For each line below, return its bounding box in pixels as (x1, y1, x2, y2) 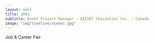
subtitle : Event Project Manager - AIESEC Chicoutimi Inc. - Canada (5, 16, 149, 21)
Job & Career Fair (5, 34, 41, 40)
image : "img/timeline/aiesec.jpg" (5, 21, 77, 26)
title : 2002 (5, 12, 30, 17)
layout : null (5, 7, 32, 12)
